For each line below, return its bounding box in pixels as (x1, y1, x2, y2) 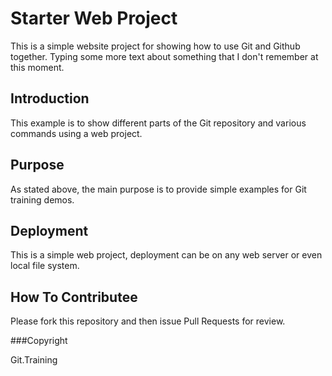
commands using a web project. (10, 127, 143, 139)
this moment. (10, 61, 65, 73)
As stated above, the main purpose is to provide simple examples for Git (10, 183, 307, 195)
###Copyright (10, 335, 68, 347)
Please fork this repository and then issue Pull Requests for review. (10, 315, 286, 327)
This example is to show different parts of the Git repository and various (10, 117, 307, 129)
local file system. (10, 260, 80, 272)
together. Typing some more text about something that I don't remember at (10, 50, 319, 62)
